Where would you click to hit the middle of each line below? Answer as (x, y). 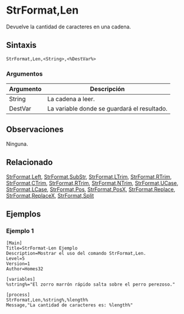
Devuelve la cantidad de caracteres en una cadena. (69, 27)
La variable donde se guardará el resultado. (107, 109)
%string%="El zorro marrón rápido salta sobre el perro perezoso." (91, 284)
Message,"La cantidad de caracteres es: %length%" (70, 305)
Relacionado (29, 162)
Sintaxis (22, 45)
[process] (18, 295)
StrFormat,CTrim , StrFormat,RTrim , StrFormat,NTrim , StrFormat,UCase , (92, 183)
